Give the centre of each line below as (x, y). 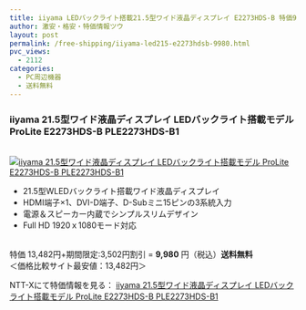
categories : (32, 69)
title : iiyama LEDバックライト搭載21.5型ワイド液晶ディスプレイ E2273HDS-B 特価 (151, 18)
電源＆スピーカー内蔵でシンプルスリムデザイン (110, 213)
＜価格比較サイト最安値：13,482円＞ (78, 265)
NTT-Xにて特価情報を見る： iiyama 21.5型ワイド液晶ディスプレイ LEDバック (152, 284)
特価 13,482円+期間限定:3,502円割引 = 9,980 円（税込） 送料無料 (131, 254)
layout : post (34, 35)
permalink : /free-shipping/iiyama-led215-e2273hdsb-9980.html (130, 43)
